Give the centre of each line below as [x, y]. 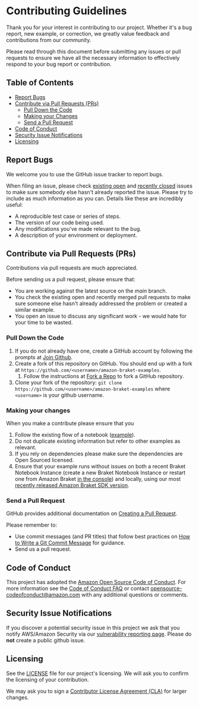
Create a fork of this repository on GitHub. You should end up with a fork [104, 363]
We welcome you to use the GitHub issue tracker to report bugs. [85, 174]
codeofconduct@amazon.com [43, 595]
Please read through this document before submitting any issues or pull [94, 51]
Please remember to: [32, 525]
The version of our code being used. [59, 222]
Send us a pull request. [43, 549]
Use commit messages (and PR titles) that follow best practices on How [102, 537]
